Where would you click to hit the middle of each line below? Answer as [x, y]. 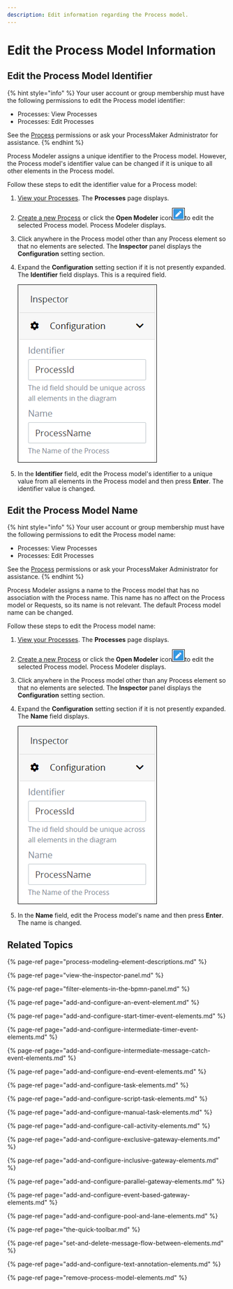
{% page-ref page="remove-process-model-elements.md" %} [97, 1278]
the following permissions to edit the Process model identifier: [96, 100]
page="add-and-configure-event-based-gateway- [117, 1195]
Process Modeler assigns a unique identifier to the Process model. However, [117, 156]
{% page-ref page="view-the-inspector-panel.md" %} [85, 975]
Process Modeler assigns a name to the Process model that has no [103, 590]
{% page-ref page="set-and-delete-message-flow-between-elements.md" [115, 1243]
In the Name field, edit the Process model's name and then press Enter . [120, 915]
